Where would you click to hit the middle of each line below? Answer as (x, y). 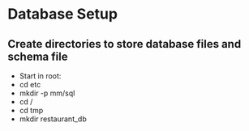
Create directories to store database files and (124, 44)
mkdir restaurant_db (53, 119)
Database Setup (63, 14)
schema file (38, 56)
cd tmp (31, 110)
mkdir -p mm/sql (47, 93)
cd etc (30, 85)
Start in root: (40, 76)
